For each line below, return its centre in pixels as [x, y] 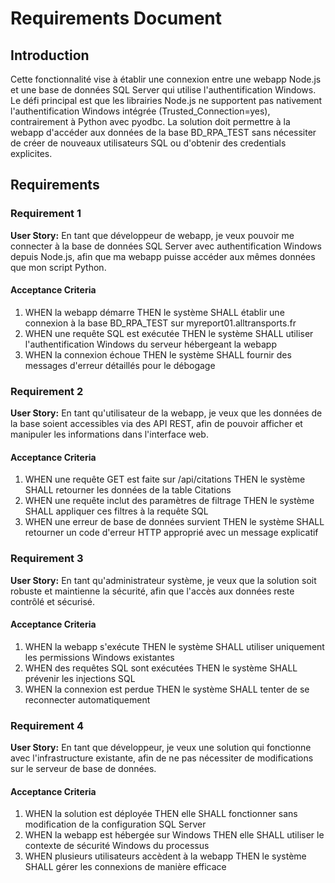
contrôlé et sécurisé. [53, 601]
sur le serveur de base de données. [83, 769]
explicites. [31, 153]
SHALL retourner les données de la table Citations [128, 490]
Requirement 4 [47, 725]
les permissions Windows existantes [99, 657]
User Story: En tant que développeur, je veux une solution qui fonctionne [161, 748]
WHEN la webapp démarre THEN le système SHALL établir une [154, 312]
